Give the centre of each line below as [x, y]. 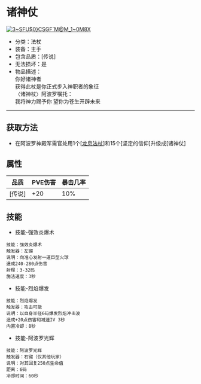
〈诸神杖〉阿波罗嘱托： [44, 94]
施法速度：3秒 [21, 277]
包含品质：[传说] [35, 56]
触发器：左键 [20, 251]
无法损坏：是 [31, 64]
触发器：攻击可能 [24, 307]
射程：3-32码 [21, 270]
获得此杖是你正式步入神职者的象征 [57, 86]
